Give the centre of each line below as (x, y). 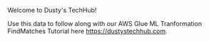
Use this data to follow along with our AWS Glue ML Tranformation (104, 23)
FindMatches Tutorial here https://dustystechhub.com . (87, 31)
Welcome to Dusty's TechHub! (52, 10)
